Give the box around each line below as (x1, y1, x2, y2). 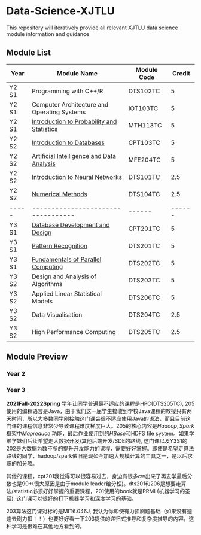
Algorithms (32, 279, 63, 288)
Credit (172, 69, 190, 77)
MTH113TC (128, 121, 163, 129)
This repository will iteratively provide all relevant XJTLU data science (6, 24, 178, 31)
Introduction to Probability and (32, 117, 117, 126)
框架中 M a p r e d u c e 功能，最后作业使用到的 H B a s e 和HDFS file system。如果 (6, 430, 190, 437)
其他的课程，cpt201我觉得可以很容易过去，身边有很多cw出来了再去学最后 (6, 473, 187, 480)
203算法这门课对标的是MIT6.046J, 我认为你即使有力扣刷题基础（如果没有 (6, 507, 187, 515)
